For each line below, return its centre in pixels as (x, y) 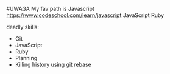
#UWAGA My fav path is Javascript (50, 9)
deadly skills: (23, 27)
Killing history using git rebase (53, 64)
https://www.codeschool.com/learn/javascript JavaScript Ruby (85, 15)
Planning (26, 58)
